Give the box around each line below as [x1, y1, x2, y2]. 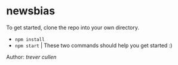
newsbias [6, 4, 56, 18]
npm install [14, 36, 45, 42]
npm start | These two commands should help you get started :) [14, 42, 173, 49]
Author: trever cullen [6, 53, 57, 60]
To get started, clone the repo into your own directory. [6, 24, 139, 31]
